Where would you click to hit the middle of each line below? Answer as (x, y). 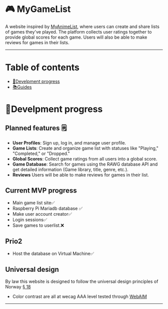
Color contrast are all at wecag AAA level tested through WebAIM (80, 296)
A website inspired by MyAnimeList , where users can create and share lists (82, 26)
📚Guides (22, 87)
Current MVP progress (41, 191)
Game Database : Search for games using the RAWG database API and (85, 164)
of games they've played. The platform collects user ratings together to (78, 32)
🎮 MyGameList (38, 9)
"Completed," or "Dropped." (41, 153)
